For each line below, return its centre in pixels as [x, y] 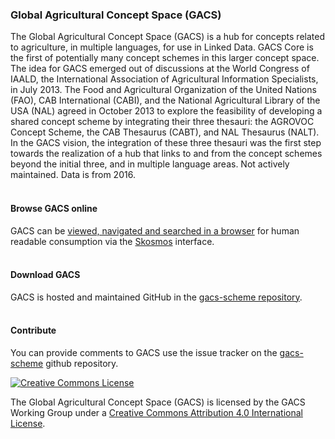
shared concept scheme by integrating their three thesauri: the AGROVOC [162, 122]
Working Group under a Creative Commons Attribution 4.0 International [156, 412]
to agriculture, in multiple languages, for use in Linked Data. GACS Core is [162, 47]
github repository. [82, 363]
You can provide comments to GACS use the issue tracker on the [144, 352]
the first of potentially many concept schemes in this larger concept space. [165, 58]
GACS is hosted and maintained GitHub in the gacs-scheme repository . [156, 297]
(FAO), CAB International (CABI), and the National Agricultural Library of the [165, 100]
